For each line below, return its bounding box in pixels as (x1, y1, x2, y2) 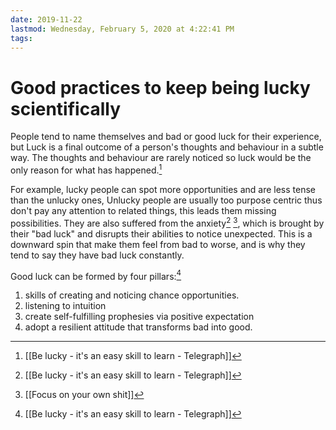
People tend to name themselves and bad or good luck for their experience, (10, 131, 322, 143)
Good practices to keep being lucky (10, 76, 311, 99)
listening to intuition (24, 300, 107, 312)
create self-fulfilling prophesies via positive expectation (24, 311, 255, 323)
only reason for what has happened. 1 (10, 162, 163, 176)
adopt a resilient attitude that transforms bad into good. (24, 321, 253, 333)
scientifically (10, 97, 121, 120)
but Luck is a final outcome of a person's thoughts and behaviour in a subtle (10, 141, 324, 153)
